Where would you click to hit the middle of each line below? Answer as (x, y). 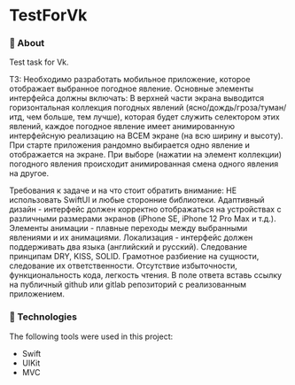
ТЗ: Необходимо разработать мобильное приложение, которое (130, 80)
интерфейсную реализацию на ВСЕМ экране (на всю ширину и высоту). (146, 136)
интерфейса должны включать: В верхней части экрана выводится (137, 98)
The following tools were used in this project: (91, 336)
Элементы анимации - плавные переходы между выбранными (128, 228)
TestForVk (48, 15)
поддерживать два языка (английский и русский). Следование (128, 247)
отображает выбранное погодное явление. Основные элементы (132, 89)
